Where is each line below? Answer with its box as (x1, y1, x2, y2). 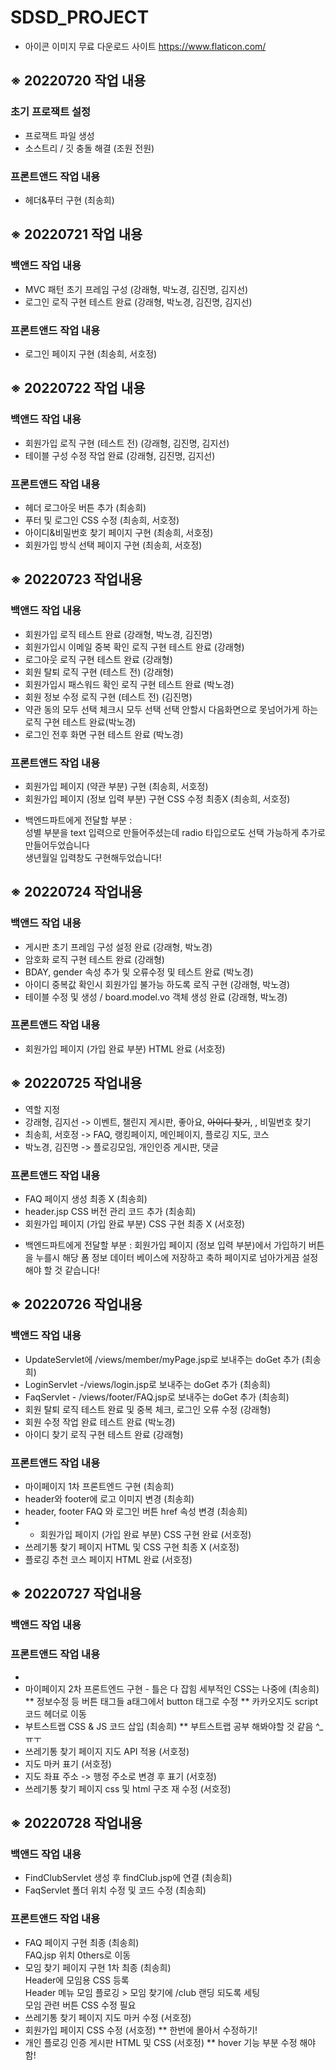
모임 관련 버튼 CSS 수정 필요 (24, 1999, 137, 2011)
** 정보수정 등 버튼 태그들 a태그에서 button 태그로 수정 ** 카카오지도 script (24, 1695, 319, 1707)
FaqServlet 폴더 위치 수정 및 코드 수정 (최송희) (24, 1884, 207, 1896)
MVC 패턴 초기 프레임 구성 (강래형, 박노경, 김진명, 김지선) (24, 283, 249, 295)
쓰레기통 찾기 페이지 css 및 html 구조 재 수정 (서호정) (24, 1782, 232, 1795)
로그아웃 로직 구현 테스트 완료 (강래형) (24, 653, 173, 665)
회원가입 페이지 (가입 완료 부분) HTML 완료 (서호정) (24, 1042, 226, 1055)
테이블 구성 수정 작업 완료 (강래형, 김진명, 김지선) (24, 449, 216, 461)
